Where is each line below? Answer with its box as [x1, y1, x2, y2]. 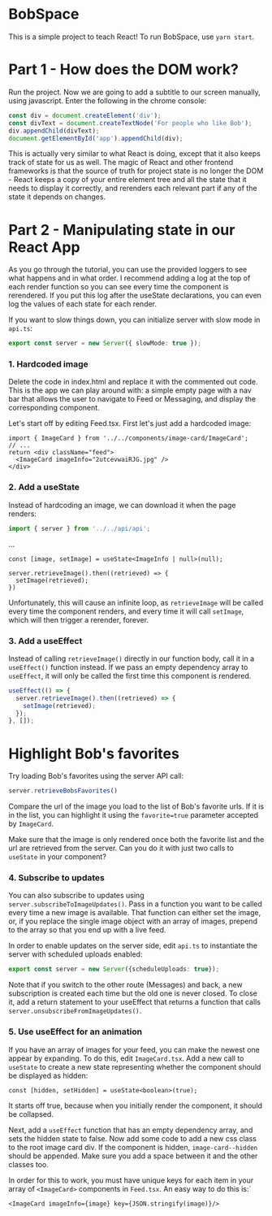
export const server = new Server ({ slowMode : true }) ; [8, 339, 201, 348]
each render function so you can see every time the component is [8, 282, 229, 292]
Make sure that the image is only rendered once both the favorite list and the [8, 835, 265, 845]
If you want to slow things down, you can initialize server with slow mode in [8, 315, 261, 325]
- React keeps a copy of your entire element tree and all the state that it [8, 175, 247, 185]
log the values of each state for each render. [8, 299, 157, 309]
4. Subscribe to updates [8, 872, 106, 884]
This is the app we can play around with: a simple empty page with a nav [8, 385, 252, 395]
